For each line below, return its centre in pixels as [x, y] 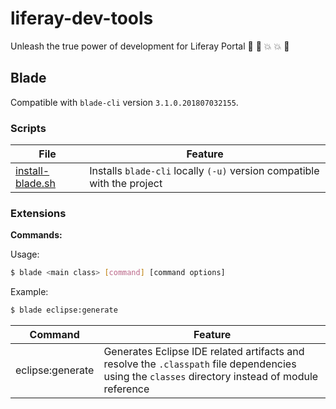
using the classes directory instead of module [211, 377]
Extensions [38, 213]
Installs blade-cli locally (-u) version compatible [204, 171]
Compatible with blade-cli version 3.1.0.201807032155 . [124, 102]
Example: [29, 292]
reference [126, 389]
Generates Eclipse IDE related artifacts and [204, 352]
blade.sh [35, 184]
